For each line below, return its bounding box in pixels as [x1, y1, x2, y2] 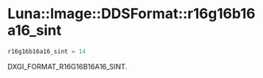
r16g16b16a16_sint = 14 [7, 47, 87, 55]
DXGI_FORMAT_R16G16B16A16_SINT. [7, 61, 128, 71]
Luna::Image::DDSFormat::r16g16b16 [7, 5, 256, 23]
